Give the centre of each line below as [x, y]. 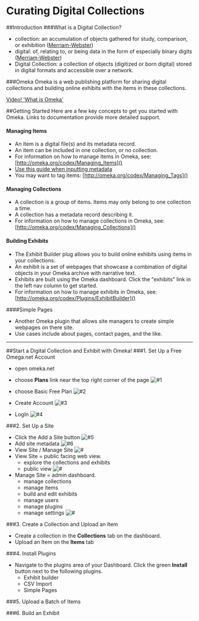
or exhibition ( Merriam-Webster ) [54, 45]
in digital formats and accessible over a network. [74, 70]
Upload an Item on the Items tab [54, 542]
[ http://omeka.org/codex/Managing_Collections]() [75, 227]
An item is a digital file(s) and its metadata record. [75, 144]
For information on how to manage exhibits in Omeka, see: [86, 292]
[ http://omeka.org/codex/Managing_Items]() [68, 163]
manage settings [44, 513]
